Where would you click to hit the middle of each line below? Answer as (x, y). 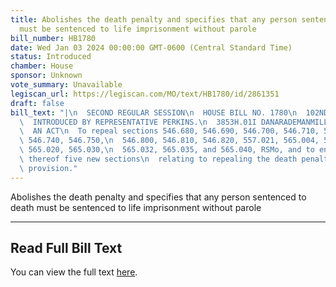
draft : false (37, 103)
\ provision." (48, 168)
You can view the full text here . (74, 272)
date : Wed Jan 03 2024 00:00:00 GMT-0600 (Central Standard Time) (151, 47)
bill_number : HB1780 (53, 38)
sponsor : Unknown (46, 76)
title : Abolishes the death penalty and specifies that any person (154, 19)
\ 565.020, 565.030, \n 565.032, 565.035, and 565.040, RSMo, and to (167, 150)
